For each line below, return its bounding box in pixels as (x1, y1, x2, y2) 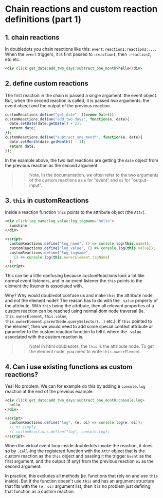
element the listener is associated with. (5, 283, 84, 289)
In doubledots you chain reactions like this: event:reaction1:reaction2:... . (5, 46, 157, 52)
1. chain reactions (5, 33, 60, 41)
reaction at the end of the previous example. (5, 388, 94, 394)
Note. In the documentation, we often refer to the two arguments (29, 172, 159, 178)
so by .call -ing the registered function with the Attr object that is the (5, 448, 145, 454)
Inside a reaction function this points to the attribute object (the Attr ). (5, 209, 146, 215)
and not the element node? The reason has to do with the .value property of (5, 298, 158, 303)
